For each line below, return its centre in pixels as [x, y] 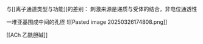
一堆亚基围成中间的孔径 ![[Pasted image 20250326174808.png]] [87, 22]
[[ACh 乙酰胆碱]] [27, 35]
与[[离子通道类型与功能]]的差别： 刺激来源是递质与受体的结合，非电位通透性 [102, 9]
